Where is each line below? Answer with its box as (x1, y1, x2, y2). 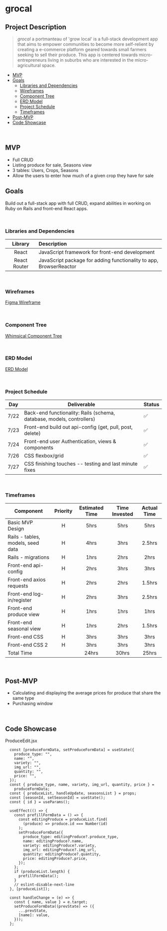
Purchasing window (12, 700, 53, 706)
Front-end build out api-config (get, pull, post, (24, 423, 133, 430)
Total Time (7, 650, 32, 657)
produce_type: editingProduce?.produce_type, (23, 835, 119, 840)
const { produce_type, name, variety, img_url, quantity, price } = (9, 782, 155, 787)
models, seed (7, 540, 39, 547)
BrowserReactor (38, 263, 77, 270)
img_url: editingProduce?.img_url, (23, 847, 97, 852)
